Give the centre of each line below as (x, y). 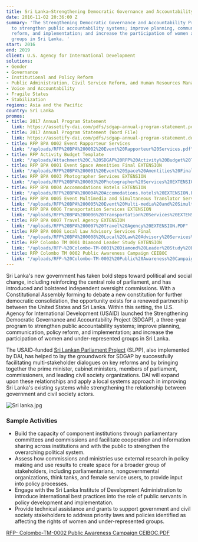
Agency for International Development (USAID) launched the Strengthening (97, 313)
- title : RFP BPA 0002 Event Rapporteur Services (68, 143)
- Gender (17, 66)
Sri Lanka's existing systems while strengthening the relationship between (96, 387)
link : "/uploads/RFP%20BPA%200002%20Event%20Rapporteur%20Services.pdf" (103, 149)
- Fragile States (27, 94)
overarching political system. (49, 452)
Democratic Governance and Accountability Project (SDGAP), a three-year (96, 319)
